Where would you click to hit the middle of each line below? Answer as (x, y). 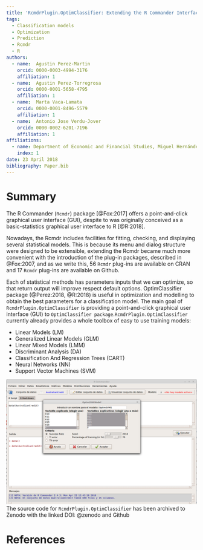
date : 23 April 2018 (32, 160)
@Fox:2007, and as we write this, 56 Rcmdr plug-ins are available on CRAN (98, 264)
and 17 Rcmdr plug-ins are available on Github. (63, 270)
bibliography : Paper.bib (37, 166)
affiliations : (24, 140)
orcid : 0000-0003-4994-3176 (52, 70)
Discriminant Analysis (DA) (48, 352)
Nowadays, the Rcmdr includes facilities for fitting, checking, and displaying (101, 238)
